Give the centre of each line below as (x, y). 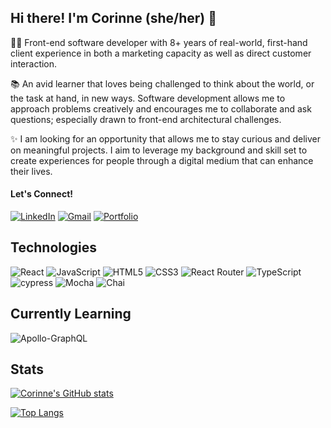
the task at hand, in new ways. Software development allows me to (148, 98)
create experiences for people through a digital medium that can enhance (162, 160)
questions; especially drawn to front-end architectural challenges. (146, 119)
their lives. (31, 171)
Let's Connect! (41, 194)
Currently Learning (71, 314)
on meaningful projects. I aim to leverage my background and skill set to (159, 150)
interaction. (34, 63)
